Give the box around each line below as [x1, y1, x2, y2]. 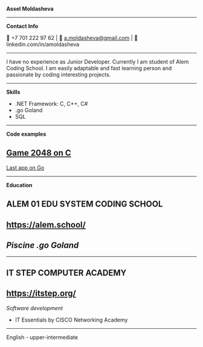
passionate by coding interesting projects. [6, 71, 111, 78]
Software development [6, 304, 63, 311]
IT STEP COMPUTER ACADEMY [6, 268, 127, 278]
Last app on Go [6, 164, 45, 171]
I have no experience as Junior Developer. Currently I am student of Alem [6, 58, 189, 65]
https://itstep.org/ [6, 288, 77, 299]
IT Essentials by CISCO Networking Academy [14, 316, 128, 323]
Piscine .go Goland [6, 240, 79, 250]
